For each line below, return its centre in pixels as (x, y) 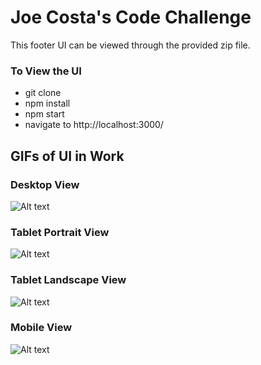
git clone (43, 93)
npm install (47, 103)
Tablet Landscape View (68, 280)
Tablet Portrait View (60, 232)
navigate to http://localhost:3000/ (94, 125)
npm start (44, 114)
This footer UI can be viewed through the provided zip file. (130, 45)
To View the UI (46, 71)
